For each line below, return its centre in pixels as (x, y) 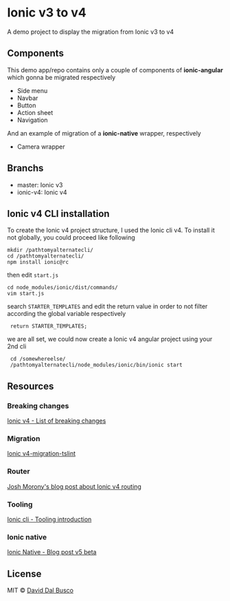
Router (19, 472)
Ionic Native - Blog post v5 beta (52, 552)
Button (26, 105)
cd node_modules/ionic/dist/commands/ (62, 288)
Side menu (32, 90)
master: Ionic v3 (40, 184)
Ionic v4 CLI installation (58, 214)
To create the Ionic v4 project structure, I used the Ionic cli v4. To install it (111, 230)
